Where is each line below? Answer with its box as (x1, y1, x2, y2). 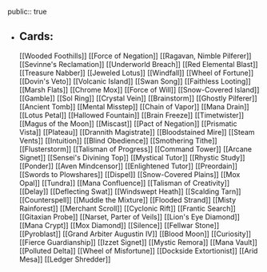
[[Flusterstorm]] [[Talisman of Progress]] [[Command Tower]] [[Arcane (18, 144, 253, 154)
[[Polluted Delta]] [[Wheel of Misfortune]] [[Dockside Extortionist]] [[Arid (18, 246, 258, 255)
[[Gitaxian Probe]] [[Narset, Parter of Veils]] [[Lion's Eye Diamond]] (18, 211, 241, 222)
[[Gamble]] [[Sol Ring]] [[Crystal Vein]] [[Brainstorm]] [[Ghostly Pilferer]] (18, 93, 257, 103)
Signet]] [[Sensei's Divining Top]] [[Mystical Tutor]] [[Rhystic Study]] (18, 152, 245, 162)
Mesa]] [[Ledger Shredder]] (18, 254, 111, 264)
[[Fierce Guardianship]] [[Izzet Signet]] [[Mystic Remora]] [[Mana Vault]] (18, 237, 257, 246)
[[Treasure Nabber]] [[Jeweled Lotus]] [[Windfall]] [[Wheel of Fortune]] (18, 68, 254, 77)
